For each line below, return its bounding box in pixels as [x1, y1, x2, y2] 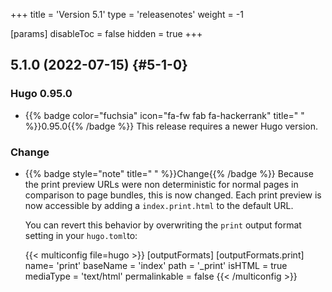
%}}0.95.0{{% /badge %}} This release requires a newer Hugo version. [24, 120, 319, 132]
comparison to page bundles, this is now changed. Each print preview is [24, 189, 322, 201]
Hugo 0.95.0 [10, 87, 73, 101]
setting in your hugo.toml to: [24, 229, 138, 241]
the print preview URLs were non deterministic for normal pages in [24, 178, 299, 190]
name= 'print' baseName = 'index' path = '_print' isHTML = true [24, 259, 288, 271]
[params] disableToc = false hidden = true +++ [10, 28, 203, 39]
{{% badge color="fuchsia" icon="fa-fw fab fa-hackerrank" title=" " [24, 109, 305, 121]
